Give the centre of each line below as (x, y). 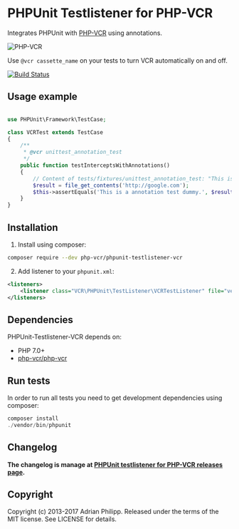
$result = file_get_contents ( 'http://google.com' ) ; (111, 185)
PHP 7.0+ (31, 351)
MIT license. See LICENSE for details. (62, 519)
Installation (33, 227)
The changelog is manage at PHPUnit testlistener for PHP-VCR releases (115, 464)
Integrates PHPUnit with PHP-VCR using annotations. (85, 33)
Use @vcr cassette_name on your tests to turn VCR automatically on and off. (117, 60)
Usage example (43, 97)
